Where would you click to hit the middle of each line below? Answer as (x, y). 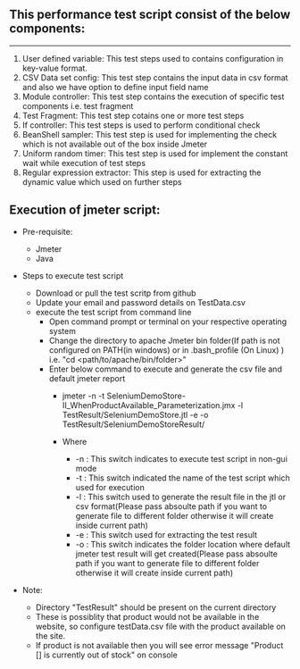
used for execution (110, 487)
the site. (50, 636)
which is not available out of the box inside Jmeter (115, 144)
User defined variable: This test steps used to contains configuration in (153, 58)
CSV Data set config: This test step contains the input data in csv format (155, 77)
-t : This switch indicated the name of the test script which (183, 478)
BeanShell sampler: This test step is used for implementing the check (150, 134)
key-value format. (54, 68)
